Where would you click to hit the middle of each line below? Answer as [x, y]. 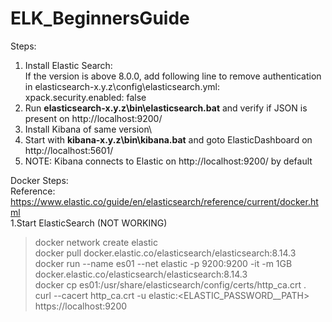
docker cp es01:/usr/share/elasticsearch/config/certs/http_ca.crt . [170, 284]
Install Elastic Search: [68, 65]
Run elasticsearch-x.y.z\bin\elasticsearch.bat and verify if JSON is [166, 108]
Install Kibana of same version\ [88, 129]
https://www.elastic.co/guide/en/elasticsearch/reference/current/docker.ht [164, 201]
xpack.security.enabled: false [85, 97]
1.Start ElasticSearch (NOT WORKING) [89, 223]
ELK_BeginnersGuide [100, 18]
